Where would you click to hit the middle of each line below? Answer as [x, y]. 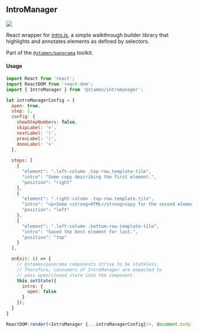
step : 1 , [22, 111]
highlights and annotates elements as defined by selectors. [78, 41]
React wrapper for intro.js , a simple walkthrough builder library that [88, 35]
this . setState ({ [37, 281]
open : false [42, 292]
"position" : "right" [47, 182]
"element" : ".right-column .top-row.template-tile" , [88, 199]
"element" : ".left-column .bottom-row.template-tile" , [90, 226]
